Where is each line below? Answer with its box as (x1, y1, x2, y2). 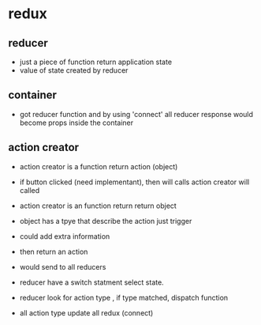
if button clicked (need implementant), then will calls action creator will (19, 177, 250, 187)
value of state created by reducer (19, 66, 129, 75)
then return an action (19, 247, 88, 256)
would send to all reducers (19, 262, 106, 271)
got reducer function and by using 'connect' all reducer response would (19, 109, 254, 119)
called (19, 185, 40, 195)
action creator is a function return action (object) (19, 161, 178, 171)
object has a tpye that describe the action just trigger (19, 216, 192, 225)
